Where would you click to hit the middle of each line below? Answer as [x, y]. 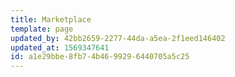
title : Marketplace [51, 19]
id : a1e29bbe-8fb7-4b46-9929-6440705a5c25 [100, 57]
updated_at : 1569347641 [60, 47]
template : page [42, 29]
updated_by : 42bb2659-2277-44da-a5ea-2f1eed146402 [118, 38]
